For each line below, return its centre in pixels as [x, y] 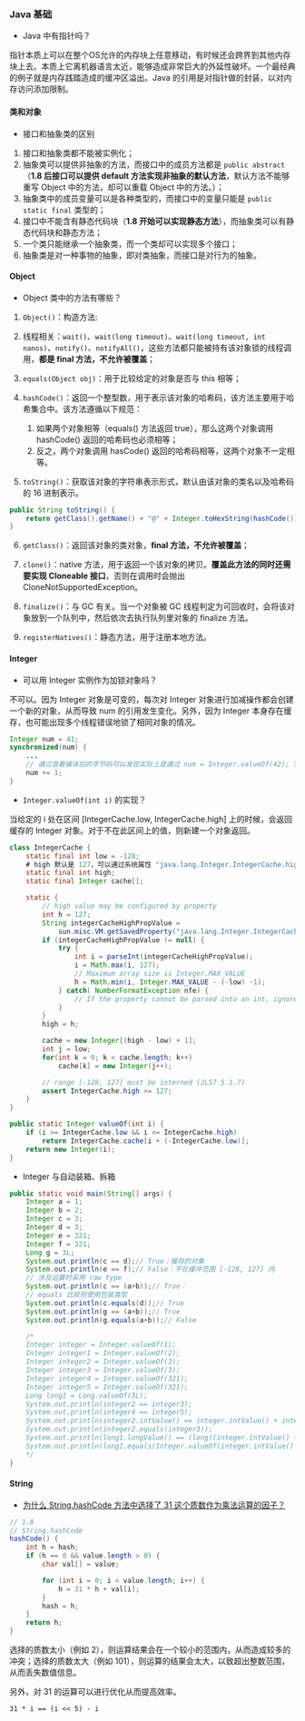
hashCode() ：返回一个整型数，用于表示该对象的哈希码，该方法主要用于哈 [158, 398]
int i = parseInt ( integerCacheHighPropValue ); [164, 957]
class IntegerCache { [50, 847]
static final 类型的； [64, 210]
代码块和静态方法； [66, 232]
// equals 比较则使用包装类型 [77, 1295]
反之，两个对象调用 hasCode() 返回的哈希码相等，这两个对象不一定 [162, 450]
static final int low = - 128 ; [83, 856]
